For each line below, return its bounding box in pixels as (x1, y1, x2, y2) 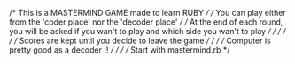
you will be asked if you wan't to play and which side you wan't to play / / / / (9, 26, 286, 36)
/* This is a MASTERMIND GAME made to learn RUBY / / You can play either (9, 8, 286, 18)
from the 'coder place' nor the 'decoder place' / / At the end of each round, (9, 17, 283, 27)
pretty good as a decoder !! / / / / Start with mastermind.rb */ (9, 45, 230, 55)
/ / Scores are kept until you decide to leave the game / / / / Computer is (9, 35, 272, 46)
